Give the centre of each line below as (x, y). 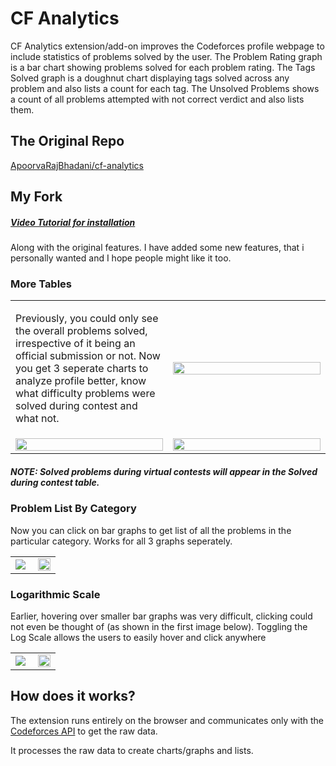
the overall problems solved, (81, 331)
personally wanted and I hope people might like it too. (121, 258)
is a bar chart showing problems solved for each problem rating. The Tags (163, 67)
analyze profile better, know (81, 381)
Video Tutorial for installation (73, 222)
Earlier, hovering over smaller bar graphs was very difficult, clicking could (161, 616)
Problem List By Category (73, 509)
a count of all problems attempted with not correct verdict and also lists (157, 99)
